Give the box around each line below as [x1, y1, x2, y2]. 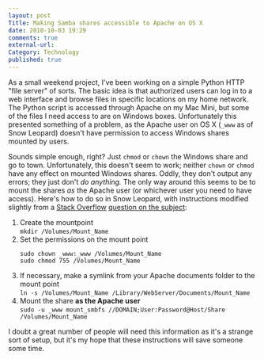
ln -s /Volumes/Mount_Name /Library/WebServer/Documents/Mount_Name [19, 288, 251, 297]
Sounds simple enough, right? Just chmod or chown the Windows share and [8, 151, 248, 161]
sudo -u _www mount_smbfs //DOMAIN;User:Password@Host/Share [19, 306, 226, 314]
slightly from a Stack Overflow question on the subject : [8, 202, 187, 212]
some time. [8, 343, 45, 353]
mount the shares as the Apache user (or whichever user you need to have [8, 185, 252, 195]
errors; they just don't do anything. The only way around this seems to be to [8, 177, 256, 186]
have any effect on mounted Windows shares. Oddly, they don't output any [8, 168, 253, 178]
